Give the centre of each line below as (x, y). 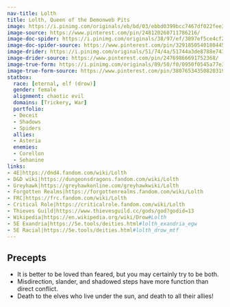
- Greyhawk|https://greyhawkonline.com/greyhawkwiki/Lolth (93, 186)
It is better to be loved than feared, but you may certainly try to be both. (118, 274)
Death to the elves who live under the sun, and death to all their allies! (115, 296)
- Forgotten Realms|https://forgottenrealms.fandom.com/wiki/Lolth (105, 192)
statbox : (20, 77)
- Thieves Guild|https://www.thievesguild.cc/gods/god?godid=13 (101, 211)
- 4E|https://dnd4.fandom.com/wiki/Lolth (67, 173)
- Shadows (27, 122)
